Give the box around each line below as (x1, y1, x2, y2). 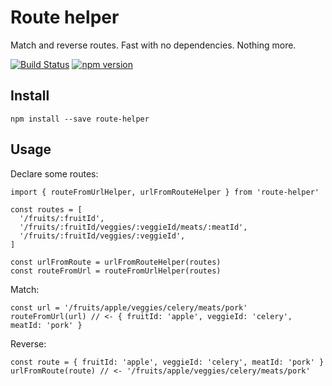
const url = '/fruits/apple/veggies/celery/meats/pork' (10, 302, 248, 313)
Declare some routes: (10, 167, 99, 180)
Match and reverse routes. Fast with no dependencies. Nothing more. (10, 39, 297, 51)
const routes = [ (10, 204, 83, 215)
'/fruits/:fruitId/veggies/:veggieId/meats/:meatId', (19, 222, 248, 232)
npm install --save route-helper (10, 114, 150, 124)
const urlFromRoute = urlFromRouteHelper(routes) (10, 257, 222, 267)
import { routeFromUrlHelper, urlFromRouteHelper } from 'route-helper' (10, 187, 320, 197)
